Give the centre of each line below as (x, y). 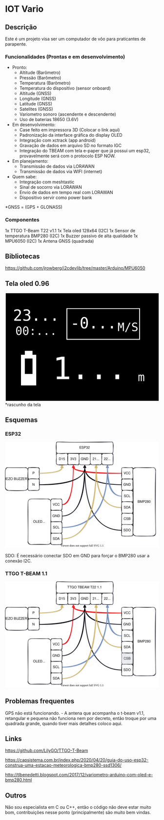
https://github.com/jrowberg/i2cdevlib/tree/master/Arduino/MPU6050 (75, 268)
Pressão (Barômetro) (40, 78)
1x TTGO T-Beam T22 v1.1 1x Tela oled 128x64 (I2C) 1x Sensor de (70, 230)
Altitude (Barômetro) (40, 73)
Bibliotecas (22, 256)
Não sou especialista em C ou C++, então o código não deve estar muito (78, 807)
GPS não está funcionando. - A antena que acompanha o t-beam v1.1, (75, 713)
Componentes (22, 220)
